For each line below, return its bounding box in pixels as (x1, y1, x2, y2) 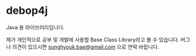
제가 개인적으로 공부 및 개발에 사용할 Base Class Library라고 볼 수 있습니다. (6, 36, 180, 43)
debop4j (6, 4, 48, 17)
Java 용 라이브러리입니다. (6, 24, 65, 31)
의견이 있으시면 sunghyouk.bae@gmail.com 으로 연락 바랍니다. (12, 43, 160, 50)
